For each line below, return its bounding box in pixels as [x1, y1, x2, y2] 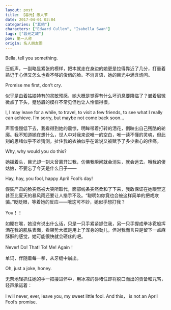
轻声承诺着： [5, 282, 32, 288]
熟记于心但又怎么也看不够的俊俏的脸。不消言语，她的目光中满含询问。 [5, 72, 153, 78]
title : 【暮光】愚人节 [5, 12, 48, 17]
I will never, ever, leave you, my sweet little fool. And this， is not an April [5, 293, 158, 299]
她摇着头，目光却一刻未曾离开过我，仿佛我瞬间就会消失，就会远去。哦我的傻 [5, 159, 166, 165]
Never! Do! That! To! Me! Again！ [5, 244, 75, 250]
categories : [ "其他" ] [5, 21, 50, 27]
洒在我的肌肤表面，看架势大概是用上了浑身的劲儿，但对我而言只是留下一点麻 [5, 227, 166, 233]
